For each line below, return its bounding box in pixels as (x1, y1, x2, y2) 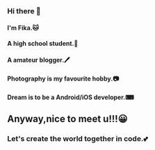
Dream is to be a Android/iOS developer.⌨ (7, 93, 134, 101)
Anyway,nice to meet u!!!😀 (7, 113, 128, 125)
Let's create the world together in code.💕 (7, 134, 148, 144)
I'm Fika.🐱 (7, 24, 40, 32)
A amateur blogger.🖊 (7, 56, 70, 64)
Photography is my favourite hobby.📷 (7, 74, 120, 83)
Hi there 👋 (7, 6, 42, 16)
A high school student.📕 (7, 40, 79, 48)
